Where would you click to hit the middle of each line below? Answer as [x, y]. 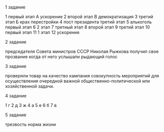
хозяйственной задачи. [30, 86]
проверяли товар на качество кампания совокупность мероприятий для [82, 76]
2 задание [16, 42]
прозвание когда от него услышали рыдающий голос [61, 57]
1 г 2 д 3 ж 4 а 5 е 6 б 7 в [31, 105]
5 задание [16, 115]
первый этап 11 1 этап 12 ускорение [42, 32]
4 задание [16, 96]
